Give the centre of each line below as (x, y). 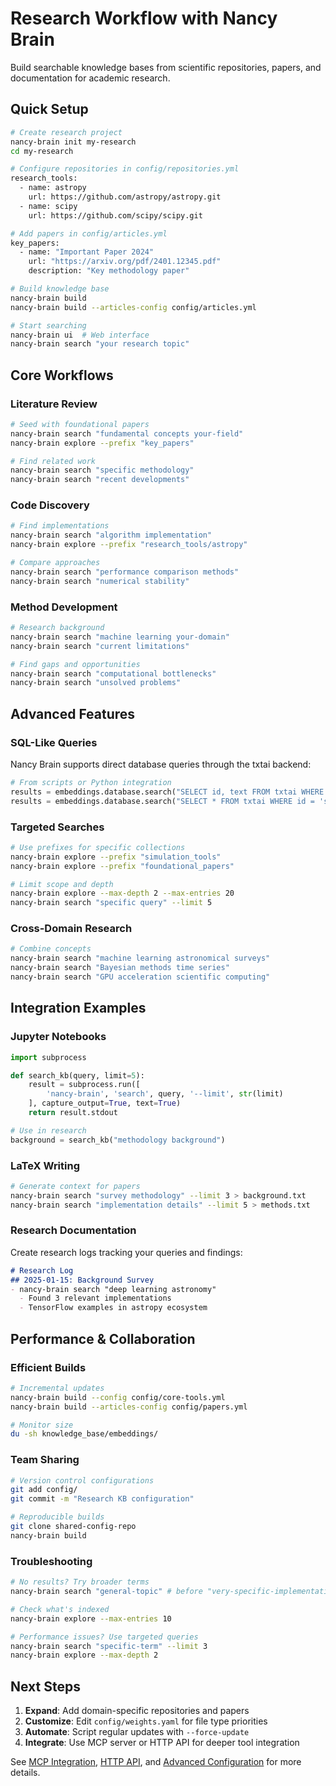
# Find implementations (60, 526)
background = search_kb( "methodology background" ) (118, 1140)
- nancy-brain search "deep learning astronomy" (113, 1289)
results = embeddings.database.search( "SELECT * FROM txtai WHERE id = (162, 801)
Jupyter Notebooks (58, 1037)
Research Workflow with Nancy (144, 18)
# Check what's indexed (60, 1609)
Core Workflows (62, 375)
